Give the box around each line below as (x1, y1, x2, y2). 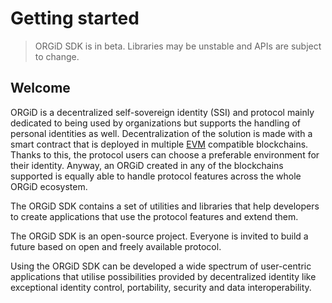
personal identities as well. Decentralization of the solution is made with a (10, 127, 313, 139)
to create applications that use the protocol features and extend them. (10, 210, 299, 222)
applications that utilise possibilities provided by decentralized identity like (10, 270, 317, 282)
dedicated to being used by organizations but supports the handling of (10, 117, 301, 129)
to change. (34, 50, 80, 62)
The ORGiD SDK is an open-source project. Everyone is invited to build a (10, 230, 309, 242)
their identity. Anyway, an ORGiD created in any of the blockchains (10, 159, 284, 171)
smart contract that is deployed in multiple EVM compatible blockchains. (10, 138, 309, 150)
